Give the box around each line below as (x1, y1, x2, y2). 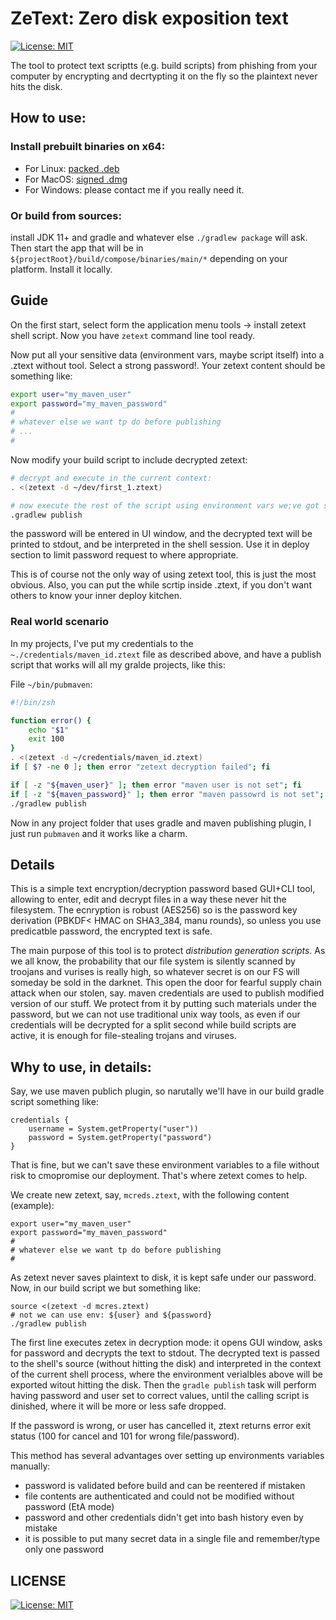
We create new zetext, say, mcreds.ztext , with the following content (10, 1189, 290, 1201)
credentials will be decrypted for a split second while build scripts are (10, 1019, 297, 1031)
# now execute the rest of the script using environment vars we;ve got (10, 500, 320, 511)
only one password (24, 1543, 105, 1556)
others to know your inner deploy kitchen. (10, 590, 182, 602)
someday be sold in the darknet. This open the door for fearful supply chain (10, 977, 323, 989)
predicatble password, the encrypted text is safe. (10, 925, 213, 937)
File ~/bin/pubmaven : (10, 678, 93, 690)
